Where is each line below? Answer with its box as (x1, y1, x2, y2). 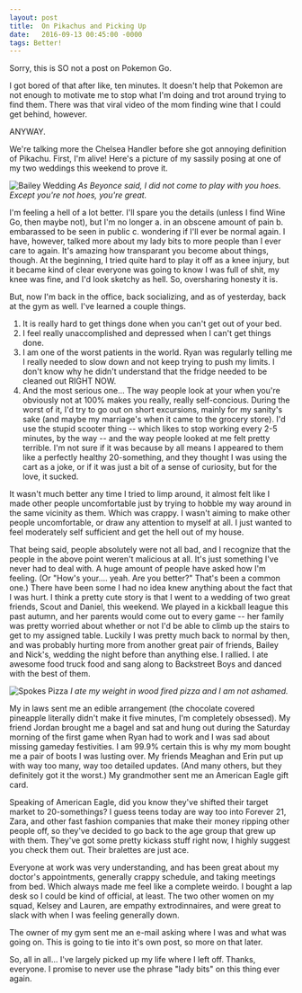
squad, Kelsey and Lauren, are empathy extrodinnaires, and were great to (9, 900, 281, 911)
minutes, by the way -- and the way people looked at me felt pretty (22, 433, 271, 444)
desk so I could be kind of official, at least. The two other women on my (9, 891, 274, 901)
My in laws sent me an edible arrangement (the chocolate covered (9, 703, 255, 714)
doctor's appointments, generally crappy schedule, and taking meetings (9, 872, 276, 882)
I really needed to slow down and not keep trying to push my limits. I (22, 357, 275, 368)
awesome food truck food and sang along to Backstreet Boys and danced (9, 659, 282, 669)
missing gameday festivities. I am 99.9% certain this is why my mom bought (9, 741, 291, 752)
